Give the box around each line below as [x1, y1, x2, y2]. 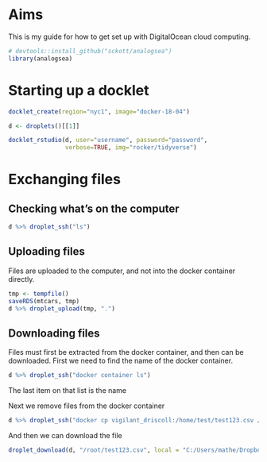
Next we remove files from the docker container [8, 401, 165, 410]
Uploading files [8, 244, 86, 259]
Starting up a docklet [8, 81, 149, 99]
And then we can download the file [8, 431, 122, 440]
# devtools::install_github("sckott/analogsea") [8, 47, 172, 55]
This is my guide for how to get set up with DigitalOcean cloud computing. [8, 32, 251, 41]
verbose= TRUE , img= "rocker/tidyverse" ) [64, 144, 197, 152]
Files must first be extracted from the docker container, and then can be [8, 348, 244, 357]
